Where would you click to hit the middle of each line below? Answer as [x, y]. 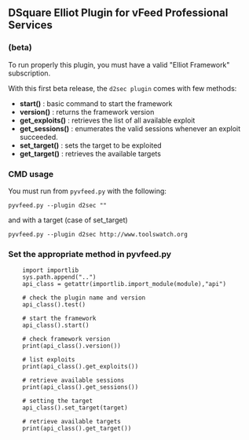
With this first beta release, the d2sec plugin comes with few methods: [123, 88]
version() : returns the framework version [87, 112]
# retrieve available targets [72, 422]
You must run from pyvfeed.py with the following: [88, 191]
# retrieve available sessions [73, 380]
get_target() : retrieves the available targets [90, 153]
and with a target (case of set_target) [68, 220]
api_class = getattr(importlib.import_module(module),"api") [124, 284]
